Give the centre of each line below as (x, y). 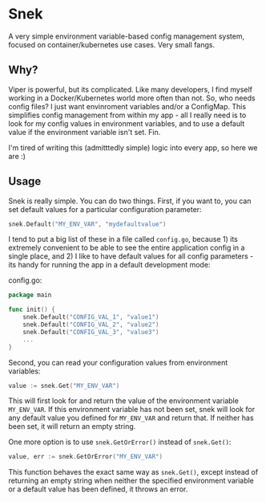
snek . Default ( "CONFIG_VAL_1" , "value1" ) (91, 317)
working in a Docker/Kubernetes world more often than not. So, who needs (132, 98)
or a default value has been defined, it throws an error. (98, 489)
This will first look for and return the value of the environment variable (123, 401)
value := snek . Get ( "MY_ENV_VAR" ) (64, 386)
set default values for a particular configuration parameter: (105, 209)
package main (30, 295)
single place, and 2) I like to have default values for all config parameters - (131, 256)
